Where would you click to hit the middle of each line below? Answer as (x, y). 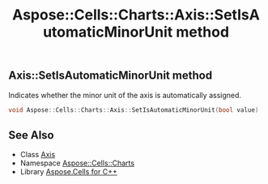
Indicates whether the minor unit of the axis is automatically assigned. (125, 95)
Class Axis (38, 155)
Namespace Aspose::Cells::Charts (77, 163)
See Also (31, 135)
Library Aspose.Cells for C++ (68, 172)
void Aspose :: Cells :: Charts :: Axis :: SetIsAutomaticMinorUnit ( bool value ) (134, 110)
